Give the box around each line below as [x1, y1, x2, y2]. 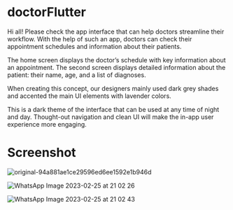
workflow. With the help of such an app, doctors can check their [7, 34, 192, 43]
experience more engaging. [7, 120, 87, 128]
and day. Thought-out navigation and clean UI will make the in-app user [7, 113, 214, 121]
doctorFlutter [7, 4, 86, 20]
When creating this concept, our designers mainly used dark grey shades [7, 84, 219, 92]
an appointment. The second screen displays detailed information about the [7, 63, 226, 71]
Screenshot [7, 145, 76, 161]
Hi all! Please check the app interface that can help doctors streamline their [7, 27, 225, 36]
